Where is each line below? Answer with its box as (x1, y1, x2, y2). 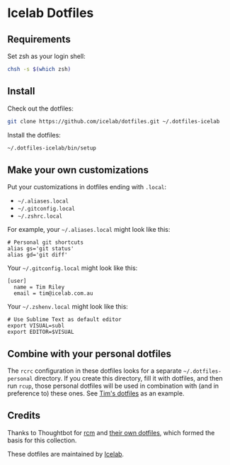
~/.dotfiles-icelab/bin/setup (7, 144, 97, 152)
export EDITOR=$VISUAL (7, 328, 74, 336)
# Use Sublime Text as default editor (7, 316, 122, 323)
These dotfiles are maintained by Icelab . (7, 449, 125, 458)
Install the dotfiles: (7, 130, 62, 139)
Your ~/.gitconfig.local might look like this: (7, 264, 138, 272)
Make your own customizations (7, 164, 149, 176)
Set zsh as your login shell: (7, 52, 86, 60)
